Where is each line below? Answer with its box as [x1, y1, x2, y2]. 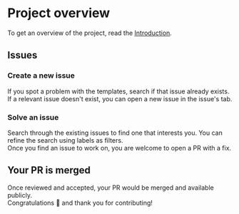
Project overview [7, 5, 111, 21]
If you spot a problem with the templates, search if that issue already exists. [7, 87, 230, 96]
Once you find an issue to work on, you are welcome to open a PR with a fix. [7, 143, 232, 152]
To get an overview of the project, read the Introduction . [7, 29, 173, 37]
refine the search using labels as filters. [7, 136, 123, 144]
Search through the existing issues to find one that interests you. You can [7, 128, 223, 137]
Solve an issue [7, 112, 59, 122]
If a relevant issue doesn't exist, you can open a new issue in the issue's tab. [7, 94, 233, 103]
